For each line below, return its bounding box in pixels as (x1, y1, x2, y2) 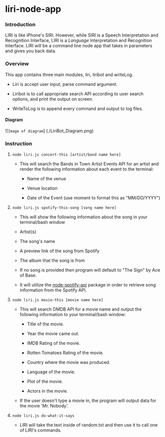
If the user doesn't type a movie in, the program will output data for (19, 397, 157, 403)
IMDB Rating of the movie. (27, 340, 81, 346)
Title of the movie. (27, 321, 64, 327)
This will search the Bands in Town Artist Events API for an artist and (19, 161, 159, 167)
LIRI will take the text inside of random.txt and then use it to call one (19, 422, 158, 428)
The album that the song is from (19, 258, 85, 264)
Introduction (5, 21, 36, 28)
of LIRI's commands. (19, 427, 62, 433)
